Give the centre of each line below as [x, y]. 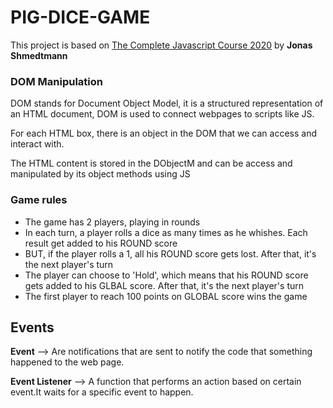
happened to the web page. [67, 362]
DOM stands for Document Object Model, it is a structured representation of [167, 103]
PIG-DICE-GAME [80, 17]
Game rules [39, 200]
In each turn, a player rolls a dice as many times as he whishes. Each [166, 232]
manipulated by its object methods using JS [100, 174]
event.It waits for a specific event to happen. [102, 392]
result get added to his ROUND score [101, 243]
